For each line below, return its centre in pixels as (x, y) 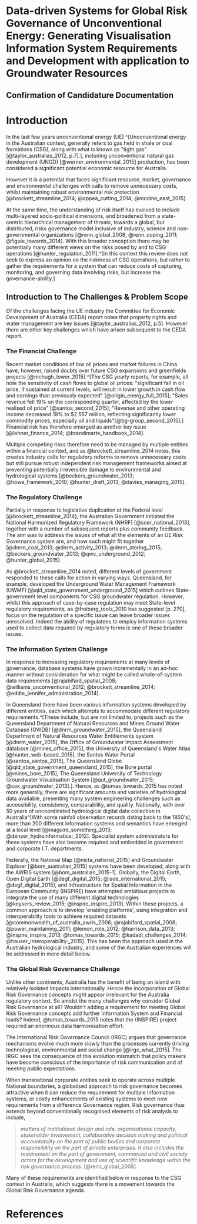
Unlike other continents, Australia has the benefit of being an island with (94, 982)
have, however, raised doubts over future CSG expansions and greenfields (96, 370)
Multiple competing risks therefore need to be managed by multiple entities (97, 444)
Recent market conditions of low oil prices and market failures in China (92, 364)
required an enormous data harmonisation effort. (65, 1026)
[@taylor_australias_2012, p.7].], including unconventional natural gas (90, 155)
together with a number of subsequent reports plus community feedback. (95, 529)
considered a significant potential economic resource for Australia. (87, 168)
